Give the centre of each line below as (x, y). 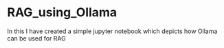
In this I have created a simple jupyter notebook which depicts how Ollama (112, 31)
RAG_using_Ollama (62, 13)
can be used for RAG (37, 38)
